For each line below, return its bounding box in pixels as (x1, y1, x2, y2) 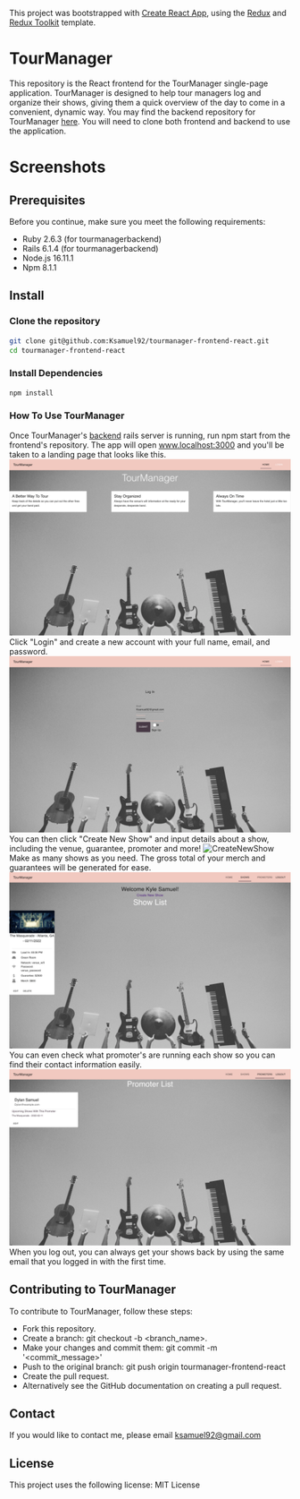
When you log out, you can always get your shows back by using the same (9, 1246, 285, 1257)
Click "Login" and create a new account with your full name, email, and (9, 636, 271, 647)
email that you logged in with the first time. (9, 1255, 167, 1266)
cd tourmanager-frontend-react (9, 346, 126, 355)
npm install (9, 389, 54, 398)
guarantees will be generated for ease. (9, 861, 152, 872)
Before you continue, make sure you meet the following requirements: (9, 216, 266, 227)
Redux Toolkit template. (9, 17, 96, 28)
